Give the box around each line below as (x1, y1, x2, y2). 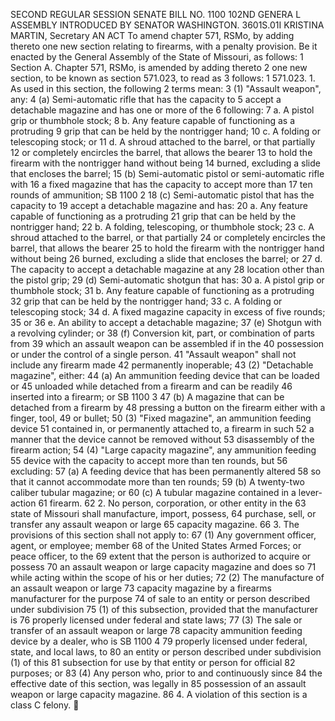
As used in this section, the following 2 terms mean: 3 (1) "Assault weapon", (10, 83, 322, 94)
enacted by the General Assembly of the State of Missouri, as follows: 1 (10, 51, 304, 63)
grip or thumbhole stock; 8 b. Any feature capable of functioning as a (10, 115, 296, 126)
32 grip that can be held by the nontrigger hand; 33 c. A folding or (10, 295, 283, 307)
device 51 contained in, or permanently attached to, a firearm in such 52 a (10, 423, 315, 434)
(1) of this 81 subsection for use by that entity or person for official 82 (10, 657, 296, 668)
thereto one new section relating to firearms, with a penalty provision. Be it (10, 40, 318, 52)
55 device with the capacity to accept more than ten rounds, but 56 (10, 455, 288, 466)
